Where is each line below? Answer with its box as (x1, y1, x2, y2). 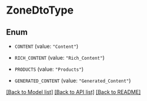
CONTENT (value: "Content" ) (14, 43, 78, 50)
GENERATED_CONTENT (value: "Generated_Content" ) (14, 77, 131, 84)
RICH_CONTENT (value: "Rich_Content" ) (14, 54, 105, 61)
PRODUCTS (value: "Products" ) (14, 66, 84, 73)
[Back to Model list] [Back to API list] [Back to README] (6, 89, 141, 95)
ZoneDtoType (6, 4, 74, 17)
